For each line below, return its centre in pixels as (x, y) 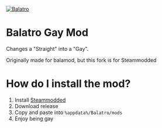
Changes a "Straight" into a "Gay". (47, 49)
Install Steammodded (40, 100)
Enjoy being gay (34, 118)
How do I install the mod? (68, 84)
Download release (36, 106)
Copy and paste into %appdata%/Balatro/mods (68, 112)
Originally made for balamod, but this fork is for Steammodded (81, 60)
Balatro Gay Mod (47, 33)
